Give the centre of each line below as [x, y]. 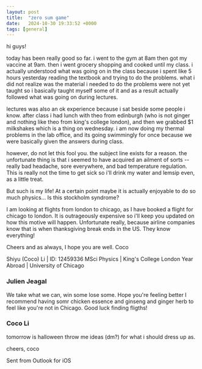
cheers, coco [23, 348]
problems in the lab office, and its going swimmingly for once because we [99, 135]
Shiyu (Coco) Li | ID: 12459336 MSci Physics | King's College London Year [100, 259]
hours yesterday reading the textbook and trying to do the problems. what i [101, 78]
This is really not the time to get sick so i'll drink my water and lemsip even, [101, 173]
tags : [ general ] [27, 29]
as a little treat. [25, 179]
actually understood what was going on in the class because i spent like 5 [99, 71]
